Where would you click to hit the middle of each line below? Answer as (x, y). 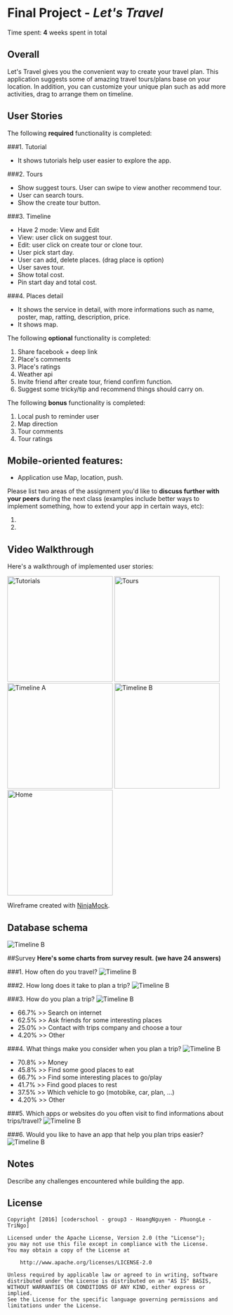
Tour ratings (35, 438)
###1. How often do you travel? (53, 972)
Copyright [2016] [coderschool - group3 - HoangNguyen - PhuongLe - (109, 1219)
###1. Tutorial (27, 146)
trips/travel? (25, 1121)
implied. (20, 1293)
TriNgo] (19, 1226)
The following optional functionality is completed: (79, 338)
